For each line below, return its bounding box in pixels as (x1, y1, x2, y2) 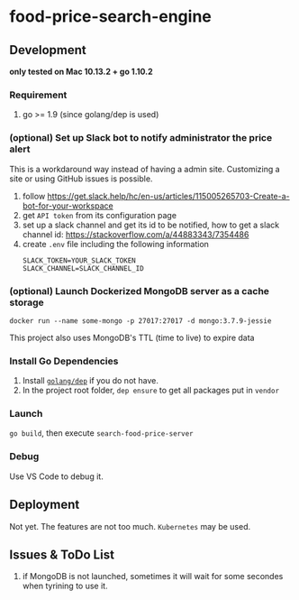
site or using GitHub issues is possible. (9, 173, 153, 184)
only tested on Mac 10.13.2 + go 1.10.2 (9, 66, 153, 77)
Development (9, 42, 87, 58)
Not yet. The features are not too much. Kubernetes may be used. (9, 521, 251, 531)
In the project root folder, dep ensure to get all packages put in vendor (22, 385, 280, 396)
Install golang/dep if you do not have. (22, 375, 159, 386)
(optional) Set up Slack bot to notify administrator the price (9, 132, 273, 144)
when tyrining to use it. (22, 580, 108, 592)
